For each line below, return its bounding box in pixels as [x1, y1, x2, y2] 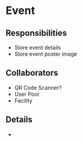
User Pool [14, 90, 40, 98]
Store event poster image [14, 50, 78, 58]
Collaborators [5, 68, 58, 78]
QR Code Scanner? [14, 84, 62, 91]
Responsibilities [5, 28, 67, 38]
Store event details [14, 44, 61, 51]
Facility [14, 96, 32, 104]
